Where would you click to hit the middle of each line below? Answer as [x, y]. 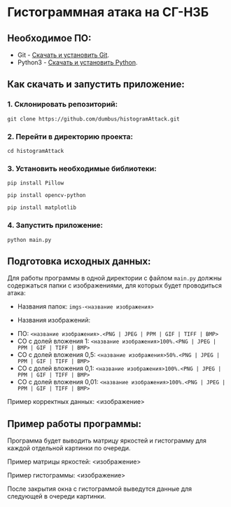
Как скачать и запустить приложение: [96, 84]
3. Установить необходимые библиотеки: [82, 168]
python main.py [29, 240]
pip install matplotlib [42, 208]
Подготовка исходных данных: [79, 261]
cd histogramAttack [36, 151]
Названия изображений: [54, 320]
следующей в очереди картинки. [57, 496]
